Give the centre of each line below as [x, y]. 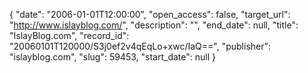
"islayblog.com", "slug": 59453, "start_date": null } [112, 57]
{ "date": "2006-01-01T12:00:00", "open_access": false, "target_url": [150, 14]
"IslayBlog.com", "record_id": [69, 35]
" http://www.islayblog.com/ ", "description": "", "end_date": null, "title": [154, 25]
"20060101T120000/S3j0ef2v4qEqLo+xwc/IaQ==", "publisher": [140, 46]
